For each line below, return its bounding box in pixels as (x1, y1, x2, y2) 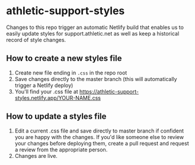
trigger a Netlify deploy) (14, 82, 73, 89)
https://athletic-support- (79, 88, 139, 95)
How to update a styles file (6, 111, 107, 122)
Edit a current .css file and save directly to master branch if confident (14, 127, 184, 134)
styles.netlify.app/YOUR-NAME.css (14, 94, 101, 101)
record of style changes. (6, 36, 66, 43)
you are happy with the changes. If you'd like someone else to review (14, 133, 184, 140)
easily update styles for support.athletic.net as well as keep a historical (6, 30, 180, 37)
